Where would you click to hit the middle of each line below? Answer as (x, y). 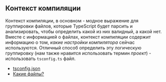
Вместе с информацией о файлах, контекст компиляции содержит (78, 37)
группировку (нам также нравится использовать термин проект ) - (78, 53)
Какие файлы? (28, 74)
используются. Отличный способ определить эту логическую (74, 47)
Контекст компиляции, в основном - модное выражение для (72, 20)
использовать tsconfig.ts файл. (40, 59)
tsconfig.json (26, 68)
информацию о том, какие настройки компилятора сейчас (70, 42)
